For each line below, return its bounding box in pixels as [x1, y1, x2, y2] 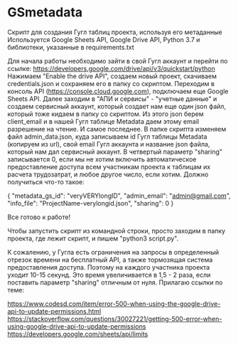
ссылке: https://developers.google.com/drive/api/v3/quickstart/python [7, 64, 215, 73]
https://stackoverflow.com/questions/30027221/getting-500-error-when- [7, 314, 222, 323]
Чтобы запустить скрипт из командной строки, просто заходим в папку [7, 226, 226, 235]
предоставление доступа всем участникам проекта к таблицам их [7, 162, 211, 171]
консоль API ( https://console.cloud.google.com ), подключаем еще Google [7, 87, 229, 95]
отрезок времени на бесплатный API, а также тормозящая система [7, 255, 213, 264]
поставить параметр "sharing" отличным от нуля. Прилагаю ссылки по [7, 278, 223, 287]
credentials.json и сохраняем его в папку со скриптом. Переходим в [7, 79, 215, 87]
